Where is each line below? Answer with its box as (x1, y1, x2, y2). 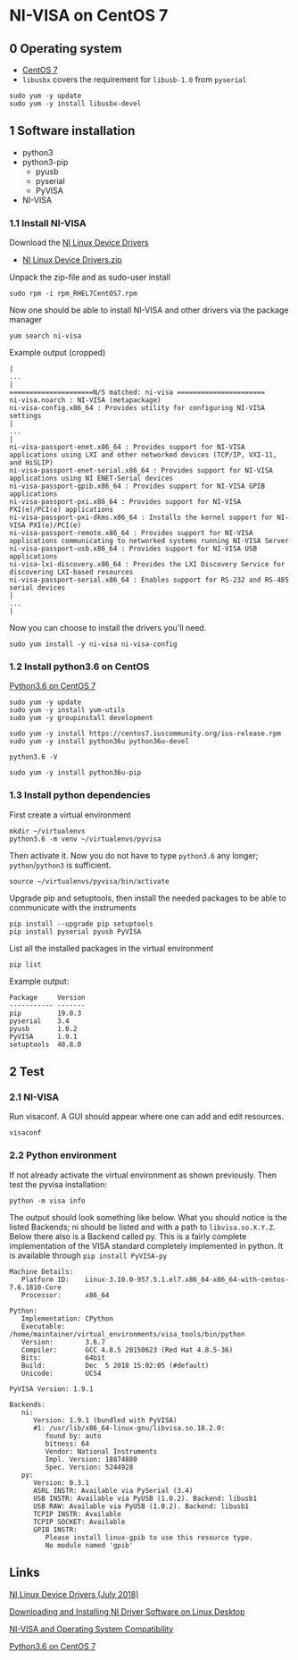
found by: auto (45, 1431, 102, 1440)
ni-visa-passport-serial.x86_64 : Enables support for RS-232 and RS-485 (9, 575, 290, 585)
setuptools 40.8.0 (9, 1040, 82, 1049)
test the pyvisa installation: (9, 1178, 107, 1189)
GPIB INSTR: (32, 1525, 78, 1534)
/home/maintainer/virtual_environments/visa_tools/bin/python (9, 1329, 245, 1338)
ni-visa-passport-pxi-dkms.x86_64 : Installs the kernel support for (9, 513, 274, 523)
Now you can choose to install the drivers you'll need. (9, 623, 207, 633)
